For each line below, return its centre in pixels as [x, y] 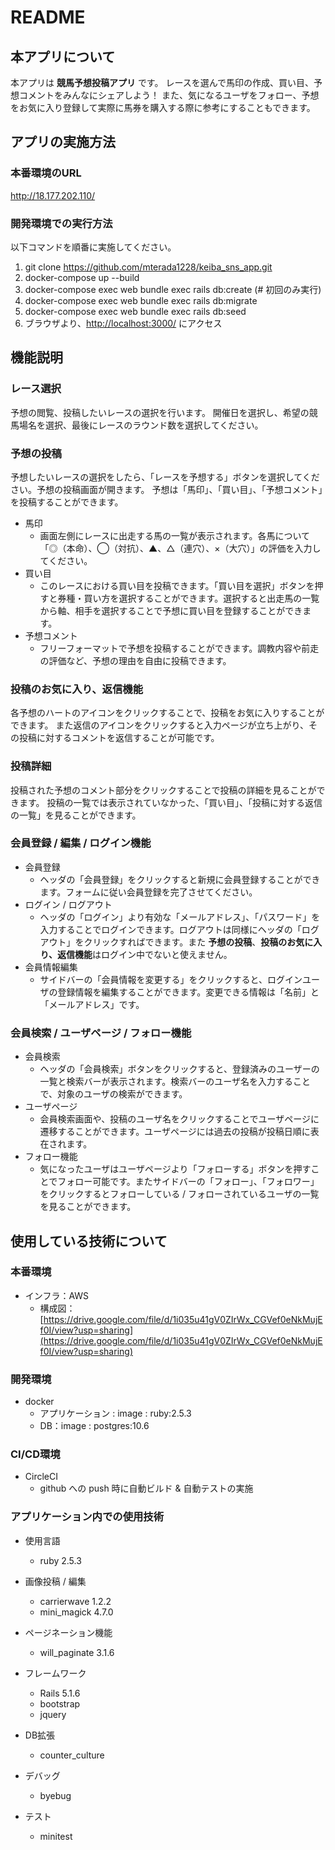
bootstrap [60, 1703]
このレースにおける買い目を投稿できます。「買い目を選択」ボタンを [177, 585]
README [48, 17]
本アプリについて [63, 56]
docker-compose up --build [82, 277]
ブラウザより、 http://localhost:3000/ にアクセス [123, 323]
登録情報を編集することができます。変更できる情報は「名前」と [188, 992]
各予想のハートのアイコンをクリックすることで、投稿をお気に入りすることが [167, 713]
